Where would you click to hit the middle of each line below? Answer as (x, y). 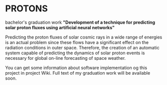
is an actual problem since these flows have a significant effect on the (77, 42)
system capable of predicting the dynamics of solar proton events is (75, 53)
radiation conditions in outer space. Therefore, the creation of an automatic (82, 47)
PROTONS (27, 9)
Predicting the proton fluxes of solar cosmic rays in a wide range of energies (84, 37)
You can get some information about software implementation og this (76, 68)
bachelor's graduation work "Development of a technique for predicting (80, 22)
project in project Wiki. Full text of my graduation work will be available (78, 73)
